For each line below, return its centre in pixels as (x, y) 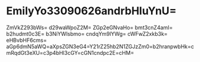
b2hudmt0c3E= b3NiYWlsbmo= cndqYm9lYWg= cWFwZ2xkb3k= (87, 33)
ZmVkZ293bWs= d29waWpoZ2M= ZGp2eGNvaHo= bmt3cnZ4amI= (90, 27)
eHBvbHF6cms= (27, 40)
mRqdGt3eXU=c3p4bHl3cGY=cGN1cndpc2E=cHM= (70, 52)
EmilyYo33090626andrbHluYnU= (92, 11)
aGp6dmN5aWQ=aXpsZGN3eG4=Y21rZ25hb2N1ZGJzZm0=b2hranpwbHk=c (100, 46)
